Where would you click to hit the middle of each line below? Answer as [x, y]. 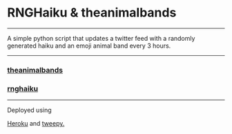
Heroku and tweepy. [36, 124]
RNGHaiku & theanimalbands [92, 13]
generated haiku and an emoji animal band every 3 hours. [89, 46]
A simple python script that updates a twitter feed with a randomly [101, 38]
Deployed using [29, 110]
